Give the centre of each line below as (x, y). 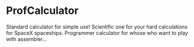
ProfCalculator (42, 11)
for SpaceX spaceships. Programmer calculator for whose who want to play (97, 32)
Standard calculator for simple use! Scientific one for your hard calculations (97, 27)
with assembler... (27, 39)
